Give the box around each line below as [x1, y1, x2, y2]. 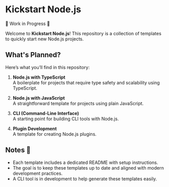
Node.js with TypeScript [12, 74, 65, 80]
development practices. [12, 170, 63, 176]
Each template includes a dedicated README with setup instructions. [12, 159, 158, 166]
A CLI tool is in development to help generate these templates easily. [12, 175, 157, 182]
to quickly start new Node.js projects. [5, 36, 84, 42]
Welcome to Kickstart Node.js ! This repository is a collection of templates [5, 30, 162, 36]
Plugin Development [12, 125, 57, 131]
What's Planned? [5, 51, 61, 59]
